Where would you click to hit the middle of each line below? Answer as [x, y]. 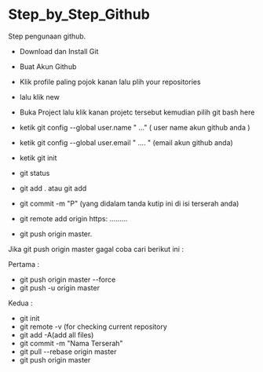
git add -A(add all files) [57, 334]
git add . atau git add [53, 188]
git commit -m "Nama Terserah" [71, 343]
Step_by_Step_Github [79, 15]
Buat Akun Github [48, 66]
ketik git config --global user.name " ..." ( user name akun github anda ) [135, 127]
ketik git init [38, 158]
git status [35, 173]
